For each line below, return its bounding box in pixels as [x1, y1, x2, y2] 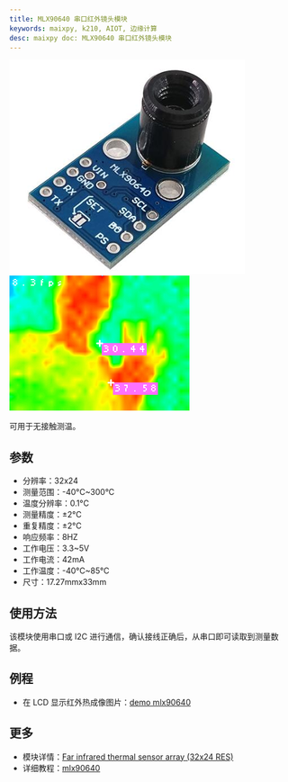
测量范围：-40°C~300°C [22, 487, 115, 498]
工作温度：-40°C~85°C [22, 565, 110, 576]
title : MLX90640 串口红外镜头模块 [9, 14, 128, 23]
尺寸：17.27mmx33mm [22, 577, 107, 588]
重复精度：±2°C [22, 520, 83, 531]
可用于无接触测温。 [9, 421, 81, 432]
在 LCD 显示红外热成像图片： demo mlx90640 [22, 697, 192, 707]
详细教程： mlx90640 [22, 762, 101, 773]
